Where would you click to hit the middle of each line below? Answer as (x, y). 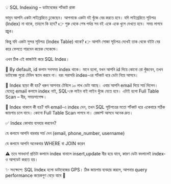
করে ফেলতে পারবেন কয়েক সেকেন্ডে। (32, 49)
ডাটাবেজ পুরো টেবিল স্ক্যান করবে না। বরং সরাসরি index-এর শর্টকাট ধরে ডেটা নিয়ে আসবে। (72, 75)
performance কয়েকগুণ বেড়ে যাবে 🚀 (35, 175)
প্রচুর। (10, 31)
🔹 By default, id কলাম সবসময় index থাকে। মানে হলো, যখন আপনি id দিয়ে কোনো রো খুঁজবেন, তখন (84, 69)
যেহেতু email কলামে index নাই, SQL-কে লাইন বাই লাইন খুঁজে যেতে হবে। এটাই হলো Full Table (82, 91)
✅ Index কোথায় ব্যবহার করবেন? (31, 123)
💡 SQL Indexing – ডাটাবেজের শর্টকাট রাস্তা (40, 7)
